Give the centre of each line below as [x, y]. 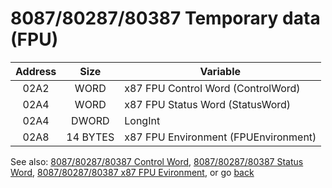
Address [36, 71]
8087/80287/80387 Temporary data [165, 18]
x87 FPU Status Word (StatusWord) [208, 104]
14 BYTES [90, 137]
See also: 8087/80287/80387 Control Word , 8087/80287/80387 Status [157, 161]
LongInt [142, 120]
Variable [220, 71]
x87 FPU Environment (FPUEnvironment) [220, 137]
